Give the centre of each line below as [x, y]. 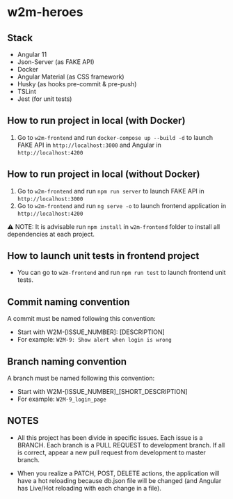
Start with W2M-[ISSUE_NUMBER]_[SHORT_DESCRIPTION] [102, 392]
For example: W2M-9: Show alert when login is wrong [94, 340]
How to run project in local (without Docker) [104, 174]
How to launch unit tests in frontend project [103, 256]
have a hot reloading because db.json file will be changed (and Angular [119, 480]
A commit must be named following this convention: [82, 319]
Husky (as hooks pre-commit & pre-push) [77, 84]
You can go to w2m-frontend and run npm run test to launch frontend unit [121, 273]
